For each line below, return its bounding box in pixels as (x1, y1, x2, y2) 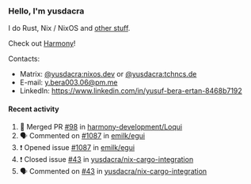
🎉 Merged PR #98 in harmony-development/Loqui (19, 122, 183, 131)
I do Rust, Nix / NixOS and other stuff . (8, 24, 131, 33)
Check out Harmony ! (8, 39, 76, 48)
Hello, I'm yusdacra (8, 6, 85, 17)
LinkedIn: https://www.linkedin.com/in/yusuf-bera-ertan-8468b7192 (19, 86, 243, 96)
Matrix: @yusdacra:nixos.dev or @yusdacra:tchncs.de (19, 69, 197, 79)
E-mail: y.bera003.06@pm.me (19, 77, 118, 88)
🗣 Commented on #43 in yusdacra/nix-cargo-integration (19, 166, 207, 175)
